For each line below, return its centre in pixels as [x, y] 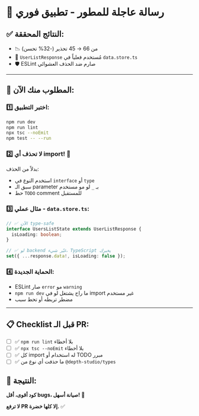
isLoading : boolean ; [37, 234]
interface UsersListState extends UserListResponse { [74, 229]
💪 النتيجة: [21, 381]
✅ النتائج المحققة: [35, 34]
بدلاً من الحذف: [23, 169]
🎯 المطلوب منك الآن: [40, 90]
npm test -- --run [29, 139]
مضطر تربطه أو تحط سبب [44, 299]
